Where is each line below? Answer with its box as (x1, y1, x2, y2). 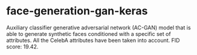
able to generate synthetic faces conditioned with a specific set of (6, 30, 171, 37)
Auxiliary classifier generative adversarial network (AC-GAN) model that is (6, 24, 192, 31)
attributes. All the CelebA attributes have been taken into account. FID (6, 36, 180, 44)
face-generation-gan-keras (6, 4, 148, 18)
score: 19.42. (6, 43, 39, 50)
